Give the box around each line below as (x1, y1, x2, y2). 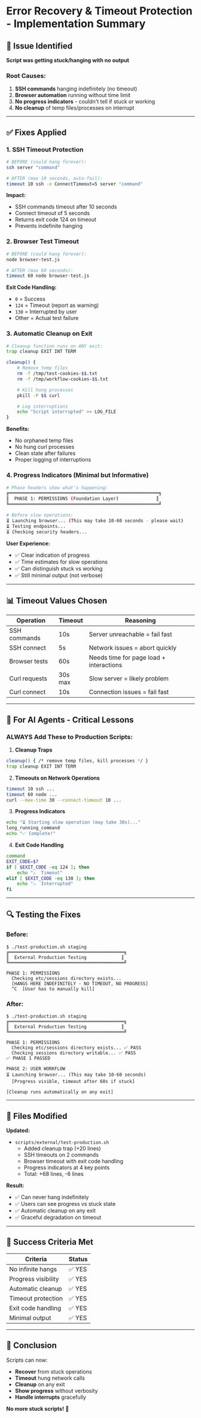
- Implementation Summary (6, 17, 146, 31)
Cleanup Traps (14, 746, 53, 753)
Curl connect (9, 688, 46, 696)
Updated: (6, 1127, 30, 1134)
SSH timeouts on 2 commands (23, 1151, 99, 1158)
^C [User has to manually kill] (11, 986, 95, 992)
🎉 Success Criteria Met (6, 1237, 94, 1247)
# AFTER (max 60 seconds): (6, 267, 74, 273)
